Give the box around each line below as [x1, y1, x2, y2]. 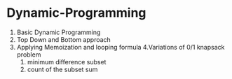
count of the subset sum [27, 65, 98, 73]
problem [16, 50, 41, 59]
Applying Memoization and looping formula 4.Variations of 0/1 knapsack [16, 43, 225, 51]
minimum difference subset [27, 57, 107, 66]
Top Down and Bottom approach [16, 35, 111, 43]
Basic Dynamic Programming [16, 28, 101, 36]
